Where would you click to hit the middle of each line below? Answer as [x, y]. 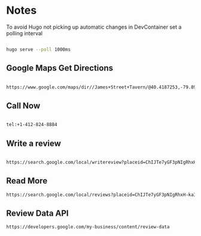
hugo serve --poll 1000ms [38, 49]
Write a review [34, 143]
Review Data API [37, 213]
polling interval [25, 33]
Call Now [23, 105]
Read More [27, 181]
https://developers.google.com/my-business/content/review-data [88, 227]
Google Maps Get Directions [60, 68]
